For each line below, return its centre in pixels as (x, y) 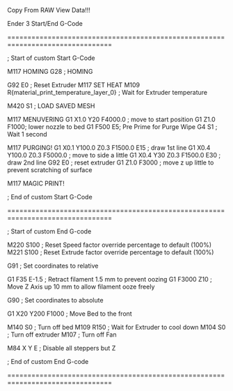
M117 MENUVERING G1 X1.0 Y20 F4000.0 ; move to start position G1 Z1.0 (111, 119)
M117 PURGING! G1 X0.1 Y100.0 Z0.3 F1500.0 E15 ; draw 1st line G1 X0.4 (109, 148)
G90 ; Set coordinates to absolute (55, 300)
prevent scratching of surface (50, 170)
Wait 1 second (27, 134)
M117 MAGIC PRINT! (36, 183)
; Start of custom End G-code (49, 231)
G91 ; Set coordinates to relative (53, 266)
